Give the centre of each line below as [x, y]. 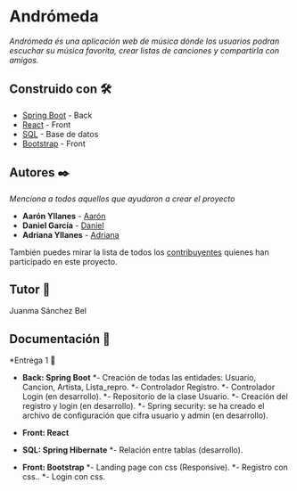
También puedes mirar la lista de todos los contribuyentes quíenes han [139, 252]
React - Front [46, 124]
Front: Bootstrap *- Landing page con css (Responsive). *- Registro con [155, 467]
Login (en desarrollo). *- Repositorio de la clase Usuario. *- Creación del [155, 397]
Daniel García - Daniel [63, 225]
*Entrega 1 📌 [33, 360]
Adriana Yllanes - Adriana [70, 234]
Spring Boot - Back [57, 115]
